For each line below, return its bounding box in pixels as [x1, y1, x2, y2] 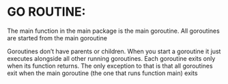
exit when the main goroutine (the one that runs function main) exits [7, 69, 198, 77]
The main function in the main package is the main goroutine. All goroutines [7, 27, 220, 35]
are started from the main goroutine [7, 33, 108, 42]
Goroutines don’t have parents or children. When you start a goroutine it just [7, 47, 221, 55]
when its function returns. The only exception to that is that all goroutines [7, 61, 213, 70]
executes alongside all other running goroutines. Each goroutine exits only [7, 54, 216, 62]
